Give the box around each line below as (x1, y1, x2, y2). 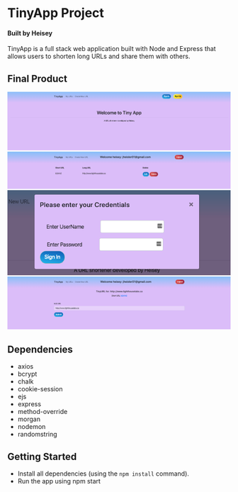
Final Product (7, 72, 67, 84)
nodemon (17, 423, 46, 431)
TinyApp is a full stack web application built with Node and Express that (7, 45, 216, 53)
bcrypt (17, 370, 38, 379)
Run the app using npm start (17, 477, 101, 486)
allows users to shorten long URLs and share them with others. (7, 52, 191, 61)
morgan (17, 415, 41, 423)
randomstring (17, 430, 58, 439)
